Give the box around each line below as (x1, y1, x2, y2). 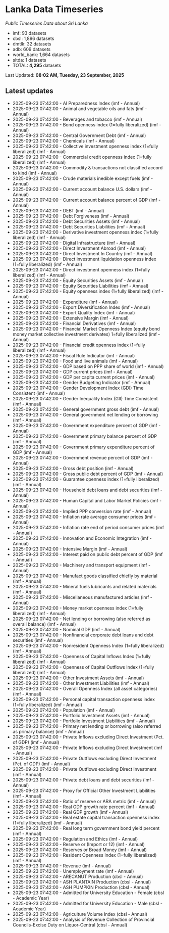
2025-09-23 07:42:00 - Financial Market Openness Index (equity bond (12, 325, 160, 332)
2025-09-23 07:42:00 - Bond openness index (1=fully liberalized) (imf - (12, 121, 161, 127)
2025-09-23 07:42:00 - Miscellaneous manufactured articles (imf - (12, 594, 152, 600)
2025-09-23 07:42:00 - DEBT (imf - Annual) (12, 207, 104, 213)
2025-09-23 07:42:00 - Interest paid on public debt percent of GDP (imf (12, 551, 163, 557)
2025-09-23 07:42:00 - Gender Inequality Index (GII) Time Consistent (12, 395, 158, 401)
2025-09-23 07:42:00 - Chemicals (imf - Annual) (12, 137, 115, 144)
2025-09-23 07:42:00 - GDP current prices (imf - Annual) (12, 368, 133, 375)
